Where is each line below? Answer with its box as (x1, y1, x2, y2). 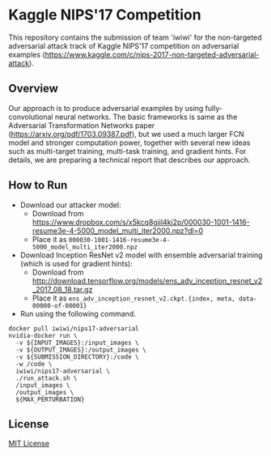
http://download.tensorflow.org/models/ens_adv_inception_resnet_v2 (32, 275, 263, 285)
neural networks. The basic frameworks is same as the (54, 112, 238, 121)
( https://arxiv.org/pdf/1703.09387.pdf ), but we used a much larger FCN (8, 129, 244, 139)
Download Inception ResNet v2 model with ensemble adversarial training (19, 249, 263, 260)
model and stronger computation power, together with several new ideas (8, 138, 251, 147)
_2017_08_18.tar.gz (32, 284, 93, 294)
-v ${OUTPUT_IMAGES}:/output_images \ (15, 346, 147, 354)
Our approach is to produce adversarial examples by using (8, 103, 204, 113)
